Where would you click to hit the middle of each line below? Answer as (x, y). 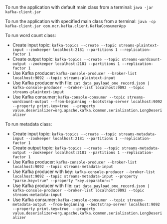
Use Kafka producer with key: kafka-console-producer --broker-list (84, 171)
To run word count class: (31, 35)
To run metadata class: (29, 124)
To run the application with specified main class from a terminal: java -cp (81, 21)
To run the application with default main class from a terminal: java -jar (79, 7)
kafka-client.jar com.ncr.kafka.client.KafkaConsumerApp (66, 26)
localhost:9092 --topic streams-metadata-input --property (75, 176)
